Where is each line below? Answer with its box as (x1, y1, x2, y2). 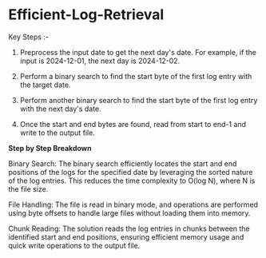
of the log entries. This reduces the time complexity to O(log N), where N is (8, 176, 256, 185)
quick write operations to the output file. (8, 240, 141, 250)
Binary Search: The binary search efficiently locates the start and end (8, 158, 237, 169)
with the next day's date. (19, 104, 101, 113)
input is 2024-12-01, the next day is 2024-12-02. (19, 56, 181, 65)
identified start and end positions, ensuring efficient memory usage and (8, 232, 244, 241)
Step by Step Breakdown (8, 143, 92, 153)
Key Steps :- (8, 32, 50, 42)
